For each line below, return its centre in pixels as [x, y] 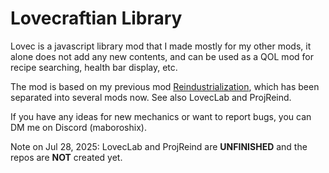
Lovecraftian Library [96, 18]
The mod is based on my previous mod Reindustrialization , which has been [165, 86]
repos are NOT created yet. [66, 157]
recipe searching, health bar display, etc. [94, 67]
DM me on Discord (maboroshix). [78, 127]
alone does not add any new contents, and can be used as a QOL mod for [162, 56]
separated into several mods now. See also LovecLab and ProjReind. [151, 97]
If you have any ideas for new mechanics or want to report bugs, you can [161, 116]
